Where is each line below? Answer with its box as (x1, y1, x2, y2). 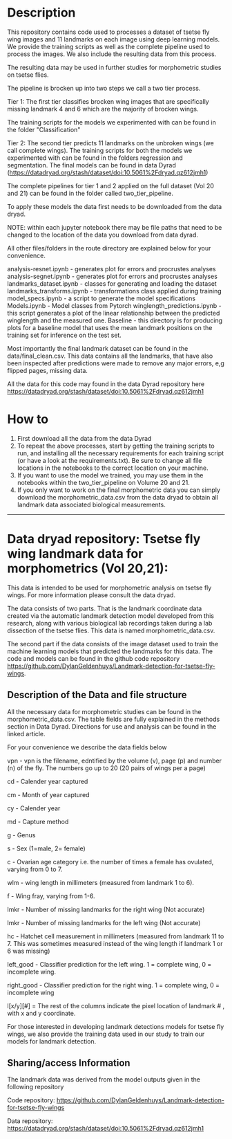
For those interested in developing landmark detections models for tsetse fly (7, 1022, 224, 1030)
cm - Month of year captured (7, 790, 90, 799)
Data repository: (7, 1117, 53, 1125)
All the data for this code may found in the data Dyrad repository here (7, 379, 205, 388)
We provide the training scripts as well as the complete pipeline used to (7, 42, 211, 51)
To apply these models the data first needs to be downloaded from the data (7, 202, 222, 210)
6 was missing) (7, 947, 50, 955)
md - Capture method (7, 817, 69, 826)
